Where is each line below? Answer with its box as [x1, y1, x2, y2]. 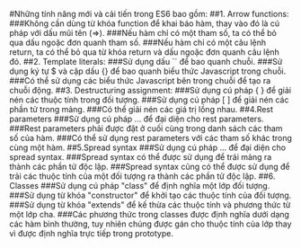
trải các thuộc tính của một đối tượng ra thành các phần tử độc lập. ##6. [9, 171, 276, 182]
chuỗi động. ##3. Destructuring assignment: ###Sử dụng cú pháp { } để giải [9, 85, 292, 95]
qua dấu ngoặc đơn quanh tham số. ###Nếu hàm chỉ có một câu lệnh [9, 37, 267, 48]
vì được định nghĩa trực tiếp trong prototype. [9, 228, 173, 238]
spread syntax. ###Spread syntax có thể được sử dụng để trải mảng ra [9, 152, 272, 162]
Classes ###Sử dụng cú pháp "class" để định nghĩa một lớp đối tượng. [9, 181, 270, 190]
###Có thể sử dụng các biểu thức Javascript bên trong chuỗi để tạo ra [9, 75, 271, 85]
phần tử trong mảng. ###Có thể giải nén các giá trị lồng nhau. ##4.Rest [9, 104, 274, 114]
